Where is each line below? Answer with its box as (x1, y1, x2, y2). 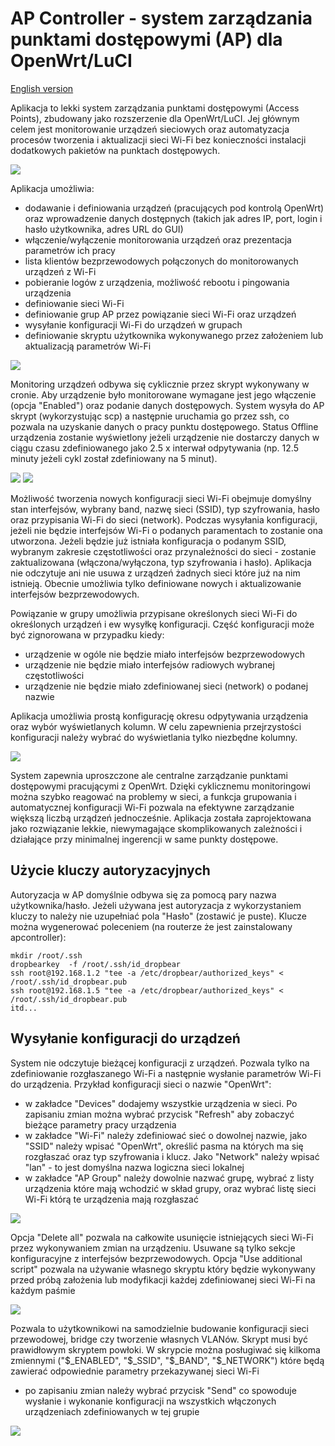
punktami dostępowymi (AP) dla (10, 28, 283, 51)
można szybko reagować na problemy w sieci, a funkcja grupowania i (10, 790, 297, 802)
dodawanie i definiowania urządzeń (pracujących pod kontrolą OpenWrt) (24, 202, 325, 214)
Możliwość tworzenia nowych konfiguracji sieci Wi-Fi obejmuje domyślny (10, 492, 312, 504)
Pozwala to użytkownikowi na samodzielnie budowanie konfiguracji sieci (10, 1322, 309, 1334)
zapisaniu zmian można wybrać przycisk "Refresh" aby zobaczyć (24, 1108, 295, 1120)
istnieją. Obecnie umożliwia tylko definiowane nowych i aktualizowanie (10, 577, 302, 589)
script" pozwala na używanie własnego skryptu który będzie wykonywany (10, 1263, 316, 1275)
